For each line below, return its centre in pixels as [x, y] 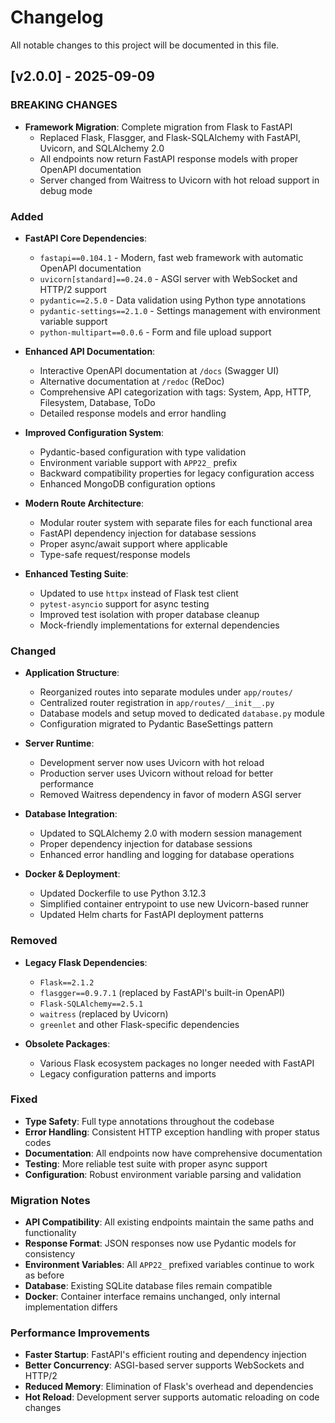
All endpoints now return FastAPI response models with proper [169, 158]
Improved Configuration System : [94, 432]
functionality [50, 1233]
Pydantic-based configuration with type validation [143, 452]
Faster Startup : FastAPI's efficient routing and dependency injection [165, 1355]
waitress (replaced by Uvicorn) [104, 1013]
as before [44, 1275]
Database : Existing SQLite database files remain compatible [148, 1286]
